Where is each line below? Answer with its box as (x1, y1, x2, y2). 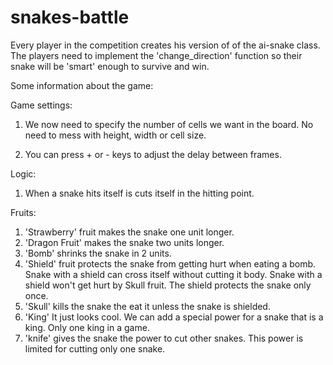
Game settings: (10, 99, 73, 111)
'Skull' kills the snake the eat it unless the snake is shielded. (24, 300, 271, 312)
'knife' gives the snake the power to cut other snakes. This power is (24, 332, 304, 344)
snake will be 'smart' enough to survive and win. (10, 60, 210, 72)
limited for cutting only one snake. (24, 342, 166, 355)
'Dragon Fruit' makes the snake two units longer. (24, 236, 225, 248)
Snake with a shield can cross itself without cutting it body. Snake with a (24, 268, 323, 280)
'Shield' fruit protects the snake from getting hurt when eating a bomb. (24, 257, 317, 270)
